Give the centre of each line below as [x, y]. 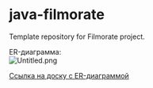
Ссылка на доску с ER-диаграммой [69, 75]
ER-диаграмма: [35, 52]
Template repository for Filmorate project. [77, 36]
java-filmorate [57, 15]
